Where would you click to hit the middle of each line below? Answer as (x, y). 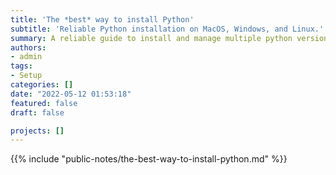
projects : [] (37, 131)
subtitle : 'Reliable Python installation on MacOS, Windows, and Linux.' (167, 29)
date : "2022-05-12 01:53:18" (71, 94)
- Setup (26, 76)
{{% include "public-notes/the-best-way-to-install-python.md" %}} (149, 159)
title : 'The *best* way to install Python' (102, 19)
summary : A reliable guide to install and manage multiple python (151, 38)
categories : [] (42, 85)
